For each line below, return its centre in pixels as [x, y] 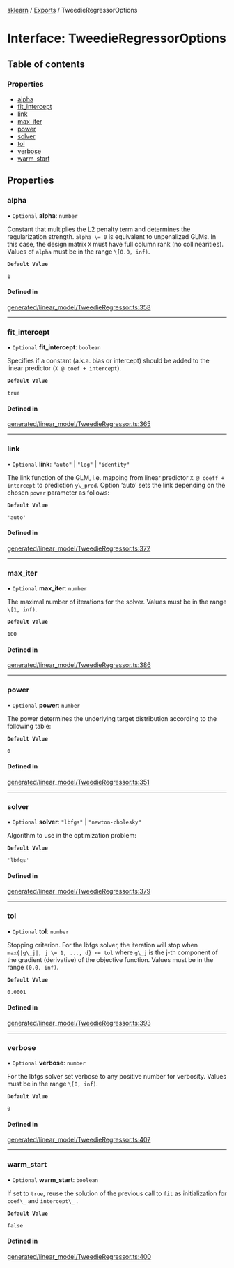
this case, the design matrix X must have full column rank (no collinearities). [116, 244]
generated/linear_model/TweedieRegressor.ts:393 [79, 1023]
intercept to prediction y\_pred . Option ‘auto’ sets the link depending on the [116, 485]
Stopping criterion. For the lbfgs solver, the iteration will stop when [103, 945]
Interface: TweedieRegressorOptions [117, 38]
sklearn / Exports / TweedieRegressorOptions [72, 10]
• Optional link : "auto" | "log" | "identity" [69, 464]
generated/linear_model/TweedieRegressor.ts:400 [79, 1256]
